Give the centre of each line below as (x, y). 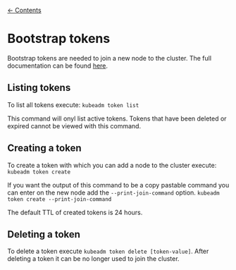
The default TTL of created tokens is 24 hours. (75, 212)
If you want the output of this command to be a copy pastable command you (118, 185)
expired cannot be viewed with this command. (74, 125)
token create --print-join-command (60, 199)
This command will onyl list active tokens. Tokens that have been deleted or (117, 118)
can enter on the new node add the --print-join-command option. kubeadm (113, 192)
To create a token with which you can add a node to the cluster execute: (112, 165)
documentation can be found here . (57, 66)
